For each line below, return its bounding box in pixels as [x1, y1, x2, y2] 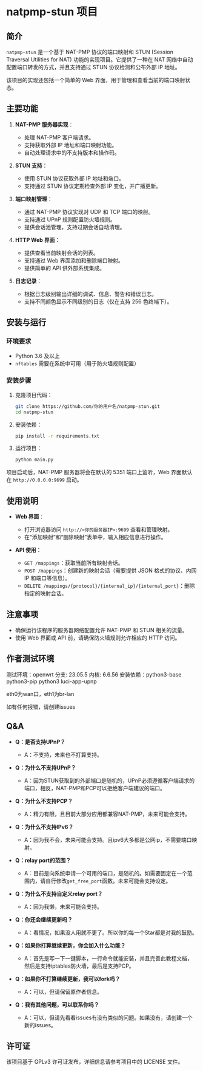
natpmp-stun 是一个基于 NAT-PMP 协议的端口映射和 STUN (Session [6, 49, 174, 55]
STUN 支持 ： [15, 162, 48, 169]
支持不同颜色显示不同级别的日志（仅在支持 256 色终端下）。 [24, 298, 173, 305]
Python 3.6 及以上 [15, 352, 60, 359]
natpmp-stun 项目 [6, 5, 98, 19]
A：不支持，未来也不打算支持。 [24, 751, 103, 758]
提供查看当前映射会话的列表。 [24, 249, 99, 257]
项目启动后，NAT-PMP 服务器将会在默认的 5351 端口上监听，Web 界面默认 [6, 469, 193, 476]
